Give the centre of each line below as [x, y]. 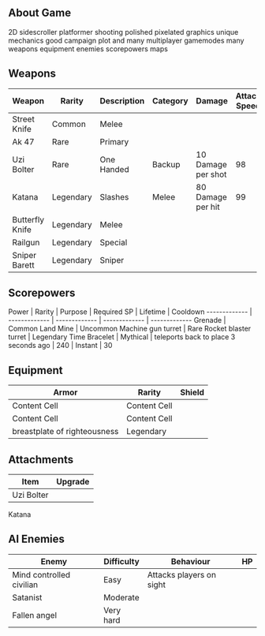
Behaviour [190, 561]
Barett [24, 265]
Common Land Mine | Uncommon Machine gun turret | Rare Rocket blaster [130, 329]
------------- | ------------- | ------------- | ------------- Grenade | [117, 320]
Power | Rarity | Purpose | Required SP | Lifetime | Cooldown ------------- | [130, 312]
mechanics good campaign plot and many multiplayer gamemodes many [126, 40]
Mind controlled [41, 574]
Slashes [114, 196]
